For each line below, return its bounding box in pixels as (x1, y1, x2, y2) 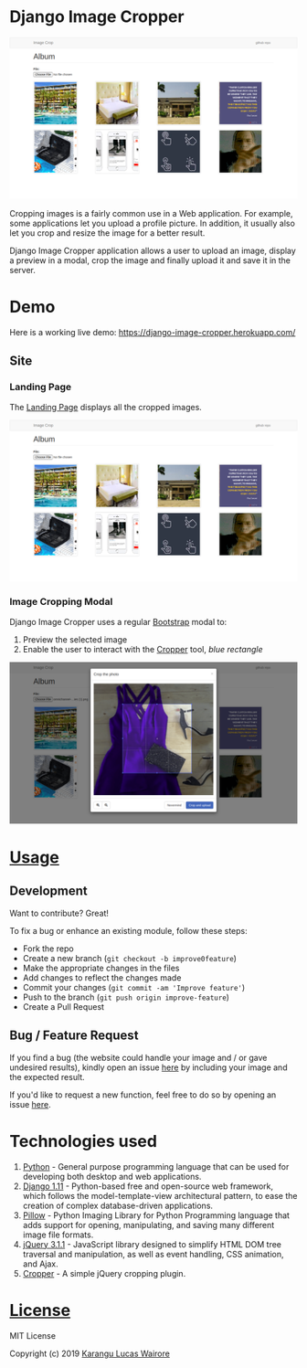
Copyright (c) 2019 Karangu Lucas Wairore (9, 1348, 171, 1359)
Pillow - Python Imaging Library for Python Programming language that (22, 1209, 291, 1221)
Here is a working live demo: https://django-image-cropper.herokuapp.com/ (9, 326, 296, 337)
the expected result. (9, 1071, 85, 1082)
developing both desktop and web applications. (22, 1171, 202, 1182)
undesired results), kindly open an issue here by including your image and (9, 1062, 288, 1073)
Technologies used (9, 1130, 158, 1151)
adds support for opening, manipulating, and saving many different (22, 1219, 275, 1230)
